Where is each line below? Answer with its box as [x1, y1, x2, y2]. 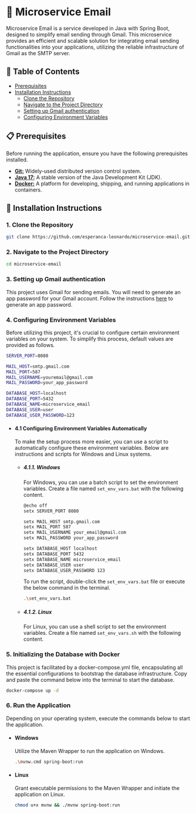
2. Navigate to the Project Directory [6, 248, 109, 256]
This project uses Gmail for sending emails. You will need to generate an [6, 288, 181, 295]
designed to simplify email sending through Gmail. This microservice [6, 31, 172, 38]
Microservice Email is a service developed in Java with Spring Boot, [6, 25, 170, 32]
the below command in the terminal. [23, 584, 110, 591]
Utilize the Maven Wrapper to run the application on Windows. [14, 747, 165, 754]
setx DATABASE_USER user [23, 562, 85, 568]
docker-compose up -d [6, 687, 59, 694]
